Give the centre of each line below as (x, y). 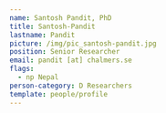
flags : (22, 69)
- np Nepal (38, 77)
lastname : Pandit (42, 35)
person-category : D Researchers (71, 86)
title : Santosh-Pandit (52, 26)
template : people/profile (58, 94)
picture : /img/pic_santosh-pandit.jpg (83, 43)
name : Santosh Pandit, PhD (61, 18)
